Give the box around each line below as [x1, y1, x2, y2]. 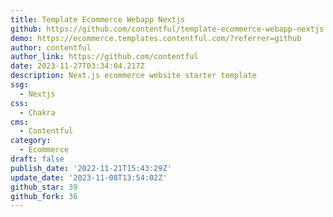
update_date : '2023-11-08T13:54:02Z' [10, 172, 168, 183]
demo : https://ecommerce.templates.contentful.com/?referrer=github [10, 33, 302, 43]
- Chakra [19, 107, 56, 118]
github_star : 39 [10, 182, 78, 192]
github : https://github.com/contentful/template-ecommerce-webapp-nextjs [10, 24, 325, 34]
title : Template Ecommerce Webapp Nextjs [10, 14, 186, 25]
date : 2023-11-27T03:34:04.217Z [10, 61, 145, 71]
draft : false [10, 154, 65, 164]
